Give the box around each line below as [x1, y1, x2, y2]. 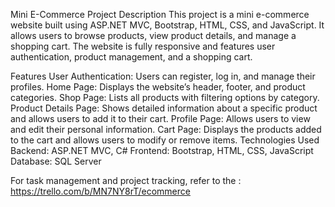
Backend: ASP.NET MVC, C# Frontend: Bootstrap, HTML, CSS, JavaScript [10, 145, 314, 156]
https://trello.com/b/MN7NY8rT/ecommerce [10, 185, 191, 197]
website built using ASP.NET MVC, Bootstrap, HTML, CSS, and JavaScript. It [10, 19, 325, 31]
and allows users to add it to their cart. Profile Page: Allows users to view [10, 113, 311, 124]
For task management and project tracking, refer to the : [10, 175, 242, 186]
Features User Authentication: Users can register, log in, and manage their [10, 70, 316, 82]
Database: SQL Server [10, 155, 102, 167]
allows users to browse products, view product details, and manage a [10, 30, 297, 41]
